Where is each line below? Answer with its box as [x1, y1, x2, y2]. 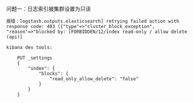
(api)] [6, 34, 23, 40]
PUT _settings [17, 55, 52, 61]
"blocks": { [38, 71, 69, 77]
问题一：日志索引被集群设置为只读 [6, 5, 91, 12]
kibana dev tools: [6, 44, 52, 50]
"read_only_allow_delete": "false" [49, 76, 139, 82]
